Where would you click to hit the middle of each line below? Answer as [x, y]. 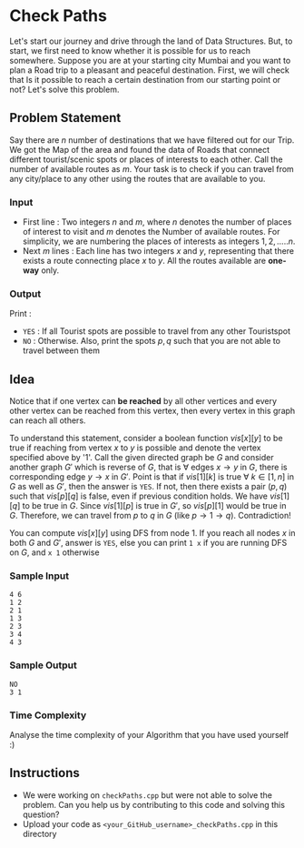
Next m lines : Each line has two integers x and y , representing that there [158, 251]
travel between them [61, 350]
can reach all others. [48, 420]
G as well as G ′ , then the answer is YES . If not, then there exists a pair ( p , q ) [148, 487]
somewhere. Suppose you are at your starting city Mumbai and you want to [150, 60]
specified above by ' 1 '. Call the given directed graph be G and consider [142, 458]
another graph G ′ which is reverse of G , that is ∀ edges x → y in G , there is [148, 467]
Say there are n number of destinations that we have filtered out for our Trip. [152, 140]
